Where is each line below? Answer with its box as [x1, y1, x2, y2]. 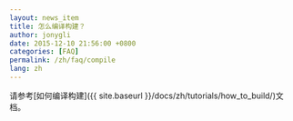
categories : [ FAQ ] [9, 47, 79, 56]
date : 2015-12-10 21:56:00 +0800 [9, 38, 136, 48]
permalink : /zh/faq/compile [9, 55, 116, 65]
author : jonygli [9, 30, 71, 39]
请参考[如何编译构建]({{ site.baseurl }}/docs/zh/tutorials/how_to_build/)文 [9, 90, 284, 101]
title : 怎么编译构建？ [9, 22, 86, 31]
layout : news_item [9, 13, 79, 23]
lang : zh [9, 65, 43, 74]
